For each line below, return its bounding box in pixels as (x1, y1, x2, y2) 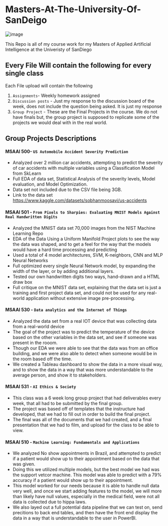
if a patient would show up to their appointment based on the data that (12, 456, 159, 462)
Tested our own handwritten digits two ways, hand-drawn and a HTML (12, 273, 160, 280)
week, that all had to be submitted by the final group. (12, 400, 123, 406)
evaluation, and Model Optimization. (12, 181, 88, 188)
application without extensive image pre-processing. (25, 295, 136, 301)
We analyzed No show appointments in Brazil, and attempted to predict (12, 450, 161, 456)
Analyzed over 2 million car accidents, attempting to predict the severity (12, 160, 163, 166)
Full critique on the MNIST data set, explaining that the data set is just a (12, 284, 161, 290)
